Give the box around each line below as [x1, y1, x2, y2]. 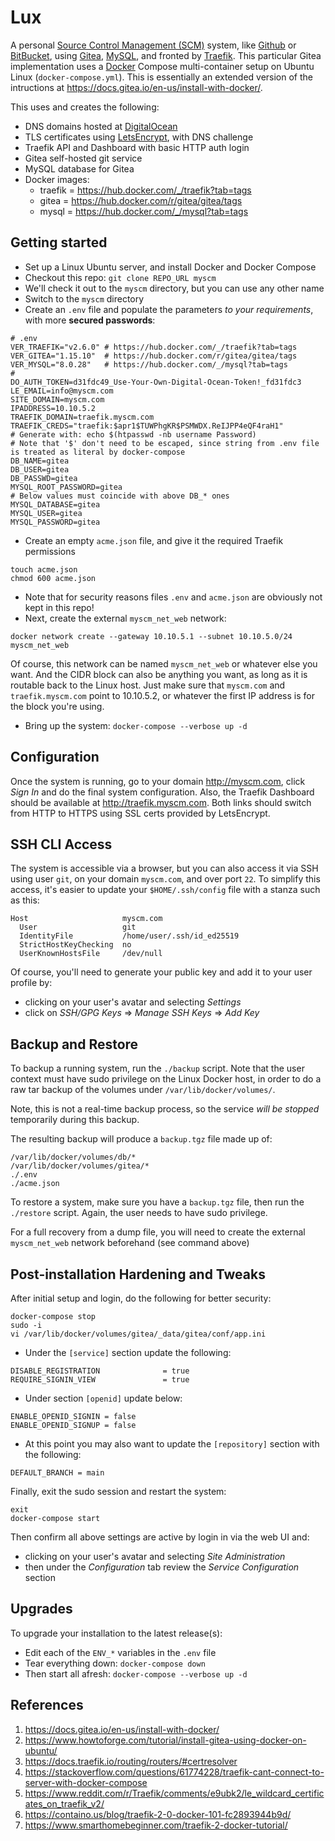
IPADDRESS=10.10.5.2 [10, 403, 97, 413]
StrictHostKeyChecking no [19, 940, 132, 950]
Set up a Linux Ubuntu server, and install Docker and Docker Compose [24, 261, 317, 273]
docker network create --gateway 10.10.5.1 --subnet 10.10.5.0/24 [10, 631, 293, 641]
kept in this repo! [24, 601, 95, 613]
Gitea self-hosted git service [24, 152, 143, 164]
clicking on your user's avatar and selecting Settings [24, 996, 242, 1008]
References [10, 1697, 84, 1714]
